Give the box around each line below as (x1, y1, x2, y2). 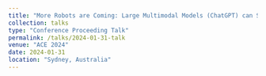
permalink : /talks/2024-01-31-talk (8, 33, 126, 42)
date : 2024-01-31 (8, 48, 66, 56)
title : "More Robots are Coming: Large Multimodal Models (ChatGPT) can (8, 11, 253, 20)
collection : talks (8, 19, 69, 27)
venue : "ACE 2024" (8, 41, 69, 49)
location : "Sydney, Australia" (8, 56, 112, 64)
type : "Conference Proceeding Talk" (8, 26, 129, 34)
